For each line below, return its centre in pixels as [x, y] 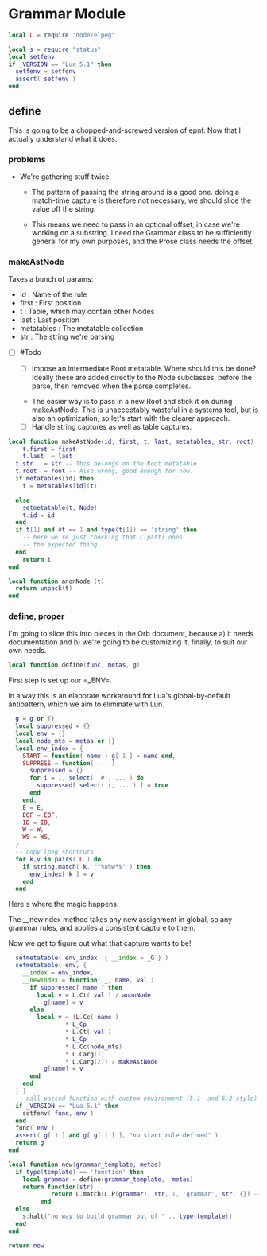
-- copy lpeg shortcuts [54, 852]
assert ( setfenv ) [46, 79]
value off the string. [64, 209]
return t [37, 559]
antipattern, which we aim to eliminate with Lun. [86, 704]
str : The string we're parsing [67, 337]
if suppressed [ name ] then [76, 987]
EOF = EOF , [41, 815]
